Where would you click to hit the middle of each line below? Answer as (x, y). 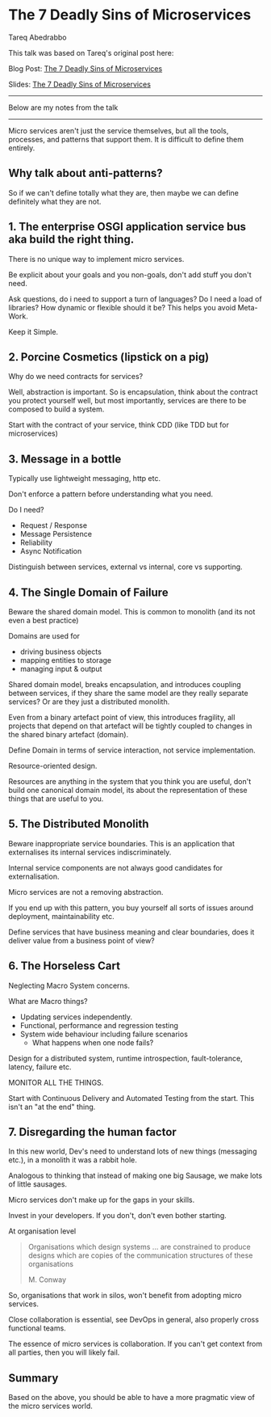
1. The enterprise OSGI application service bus (127, 227)
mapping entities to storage (65, 660)
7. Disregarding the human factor (93, 1132)
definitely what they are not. (55, 201)
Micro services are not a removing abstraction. (86, 892)
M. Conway (47, 1280)
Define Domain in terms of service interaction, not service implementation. (132, 750)
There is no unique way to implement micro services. (96, 259)
